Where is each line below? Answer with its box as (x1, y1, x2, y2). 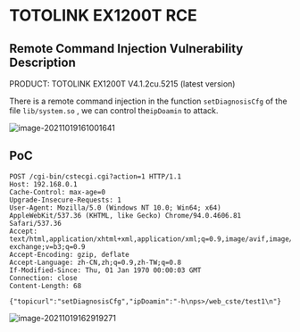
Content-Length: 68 (9, 281, 82, 290)
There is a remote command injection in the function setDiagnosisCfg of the (9, 95, 287, 106)
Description (9, 54, 76, 70)
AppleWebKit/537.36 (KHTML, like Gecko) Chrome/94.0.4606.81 (9, 211, 242, 220)
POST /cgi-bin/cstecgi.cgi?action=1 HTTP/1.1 (9, 171, 181, 181)
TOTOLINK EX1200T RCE (9, 5, 198, 26)
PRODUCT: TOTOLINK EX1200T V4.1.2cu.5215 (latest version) (9, 79, 236, 89)
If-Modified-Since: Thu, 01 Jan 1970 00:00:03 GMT (9, 265, 202, 275)
